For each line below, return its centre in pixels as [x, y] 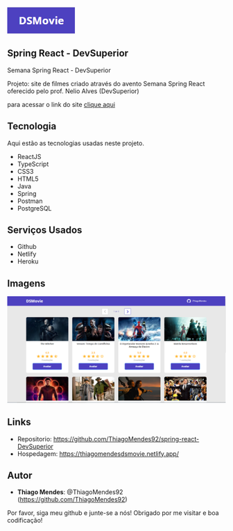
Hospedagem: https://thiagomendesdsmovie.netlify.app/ [98, 454]
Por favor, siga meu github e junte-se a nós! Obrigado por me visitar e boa [113, 513]
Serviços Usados [45, 230]
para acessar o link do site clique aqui [61, 104]
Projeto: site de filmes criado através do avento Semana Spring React [106, 83]
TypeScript [33, 164]
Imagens [26, 283]
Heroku [28, 261]
